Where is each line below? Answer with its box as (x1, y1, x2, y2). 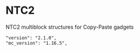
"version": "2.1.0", (5, 35, 57, 41)
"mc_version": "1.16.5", (5, 40, 68, 46)
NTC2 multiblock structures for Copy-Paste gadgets (5, 23, 134, 30)
